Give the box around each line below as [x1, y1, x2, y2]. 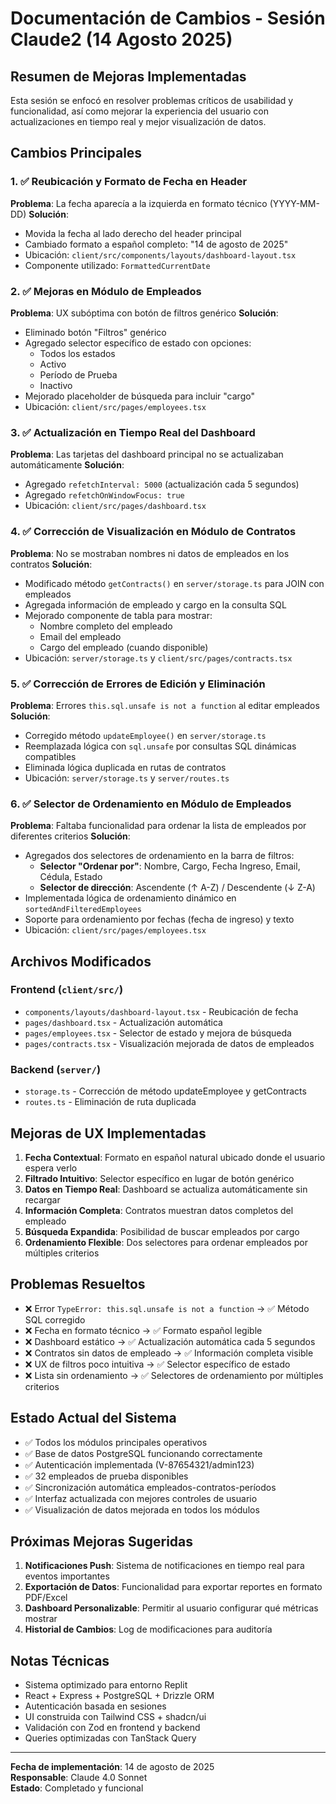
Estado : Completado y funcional [10, 1782, 144, 1794]
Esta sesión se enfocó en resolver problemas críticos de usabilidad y [10, 95, 294, 106]
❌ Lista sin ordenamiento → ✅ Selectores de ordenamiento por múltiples [24, 1369, 324, 1381]
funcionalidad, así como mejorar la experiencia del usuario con [10, 105, 270, 117]
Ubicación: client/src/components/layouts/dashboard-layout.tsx [24, 248, 297, 261]
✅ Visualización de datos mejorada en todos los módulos [24, 1503, 260, 1516]
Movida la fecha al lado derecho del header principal [24, 227, 242, 239]
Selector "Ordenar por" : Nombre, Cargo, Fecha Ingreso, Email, [39, 860, 301, 872]
